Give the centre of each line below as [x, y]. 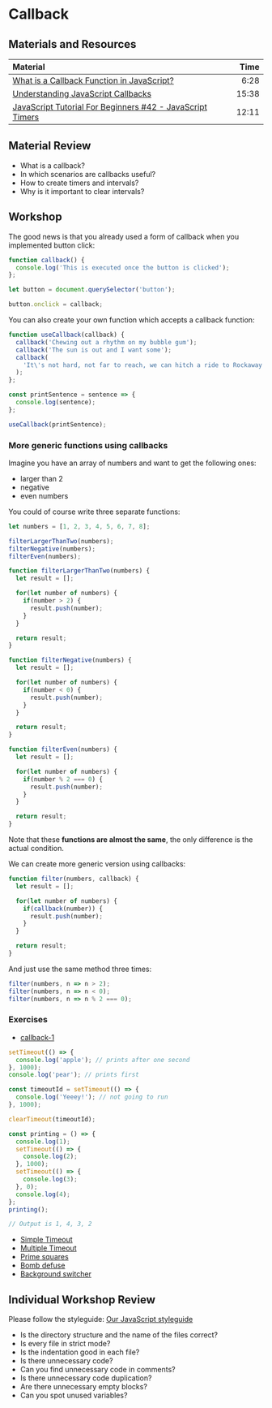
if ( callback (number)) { [63, 909]
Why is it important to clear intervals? [82, 191]
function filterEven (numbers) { [63, 749]
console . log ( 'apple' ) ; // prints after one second [103, 1060]
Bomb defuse [42, 1265]
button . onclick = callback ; [56, 304]
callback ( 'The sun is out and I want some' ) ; [94, 350]
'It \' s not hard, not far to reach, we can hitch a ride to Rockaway [143, 365]
